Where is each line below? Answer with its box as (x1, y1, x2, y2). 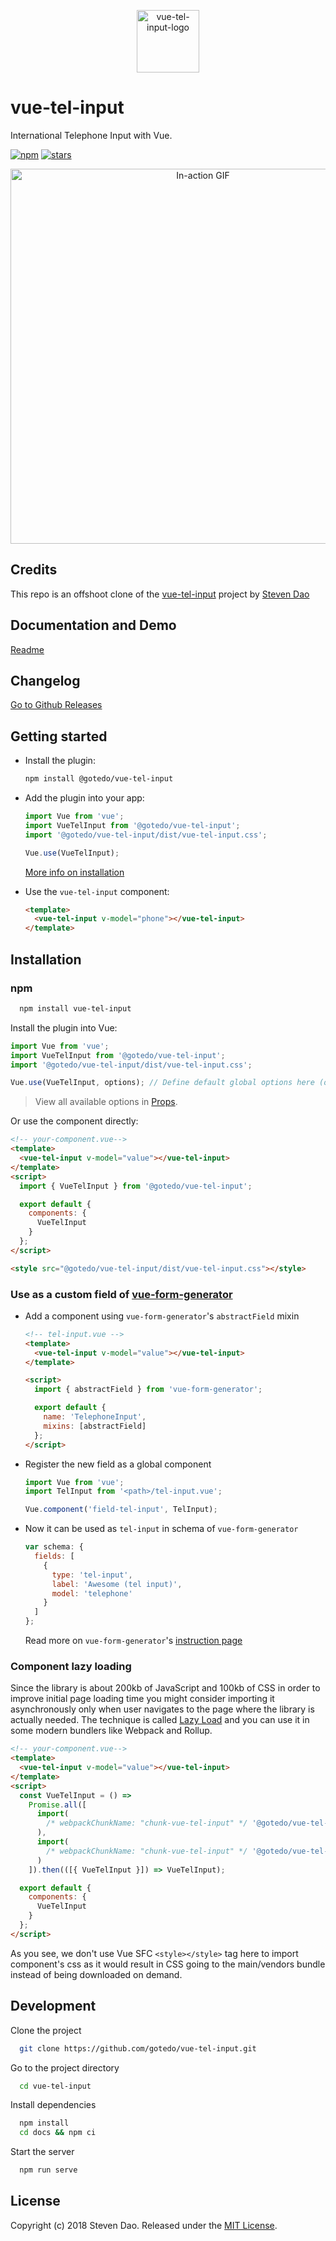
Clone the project (10, 2024, 82, 2036)
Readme (10, 643, 45, 655)
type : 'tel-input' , (51, 1570, 133, 1580)
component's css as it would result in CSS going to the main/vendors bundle (10, 1958, 326, 1970)
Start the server (10, 2146, 75, 2158)
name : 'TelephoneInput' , (43, 1412, 147, 1422)
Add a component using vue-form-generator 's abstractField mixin (24, 1310, 300, 1322)
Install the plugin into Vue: (10, 1021, 118, 1034)
